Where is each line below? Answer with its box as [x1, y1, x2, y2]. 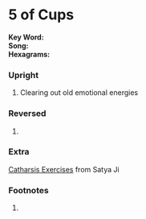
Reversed [8, 108, 47, 119]
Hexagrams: [8, 49, 51, 59]
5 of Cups [8, 6, 75, 24]
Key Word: [8, 32, 44, 42]
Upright [8, 69, 39, 81]
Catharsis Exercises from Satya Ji [8, 164, 120, 174]
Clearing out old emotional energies [19, 88, 139, 97]
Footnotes [8, 184, 50, 196]
